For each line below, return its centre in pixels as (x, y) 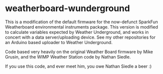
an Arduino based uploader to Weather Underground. (59, 42)
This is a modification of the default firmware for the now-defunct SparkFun (81, 22)
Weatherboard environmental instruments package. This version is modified (81, 27)
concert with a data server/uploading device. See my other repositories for (80, 37)
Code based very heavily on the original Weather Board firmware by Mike (79, 52)
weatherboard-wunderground (68, 8)
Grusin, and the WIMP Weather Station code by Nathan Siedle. (68, 57)
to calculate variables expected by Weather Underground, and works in (77, 32)
